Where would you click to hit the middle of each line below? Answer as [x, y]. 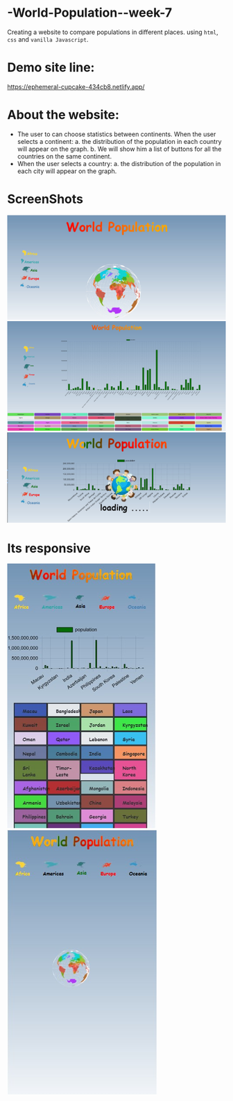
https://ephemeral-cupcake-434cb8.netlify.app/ [76, 87]
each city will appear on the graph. [67, 171]
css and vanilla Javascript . [48, 39]
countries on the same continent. [64, 156]
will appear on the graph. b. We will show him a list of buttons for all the [119, 149]
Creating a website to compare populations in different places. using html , [113, 32]
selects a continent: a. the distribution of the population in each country [119, 141]
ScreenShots [45, 199]
